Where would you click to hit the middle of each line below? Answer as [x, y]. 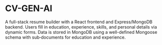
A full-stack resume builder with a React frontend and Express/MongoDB [79, 22]
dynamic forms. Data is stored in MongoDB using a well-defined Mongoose [81, 32]
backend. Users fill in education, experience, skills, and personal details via [81, 27]
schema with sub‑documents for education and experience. [66, 37]
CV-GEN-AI [29, 8]
